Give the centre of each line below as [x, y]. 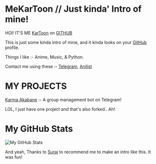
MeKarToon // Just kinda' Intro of [73, 9]
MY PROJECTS [36, 86]
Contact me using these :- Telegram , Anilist [49, 66]
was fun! [14, 157]
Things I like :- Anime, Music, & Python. [45, 57]
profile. [12, 47]
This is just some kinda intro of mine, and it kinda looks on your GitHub [76, 42]
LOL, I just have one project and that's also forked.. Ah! [60, 109]
